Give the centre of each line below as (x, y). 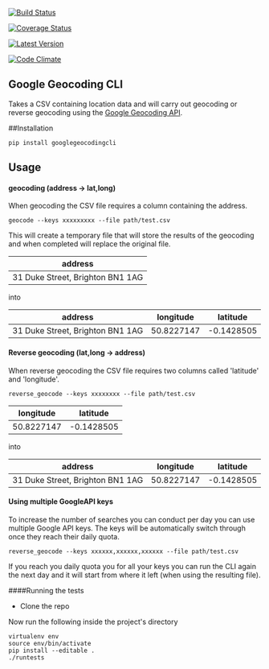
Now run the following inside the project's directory (93, 622)
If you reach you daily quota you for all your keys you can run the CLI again (132, 566)
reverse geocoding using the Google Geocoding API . (96, 112)
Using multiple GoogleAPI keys (61, 502)
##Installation (31, 128)
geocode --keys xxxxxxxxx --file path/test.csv (90, 221)
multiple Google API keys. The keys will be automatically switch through (127, 528)
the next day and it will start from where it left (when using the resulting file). (134, 575)
